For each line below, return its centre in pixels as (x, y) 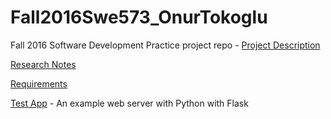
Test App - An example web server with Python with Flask (129, 103)
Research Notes (43, 64)
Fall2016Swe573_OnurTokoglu (139, 17)
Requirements (39, 83)
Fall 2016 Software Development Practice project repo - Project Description (165, 45)
